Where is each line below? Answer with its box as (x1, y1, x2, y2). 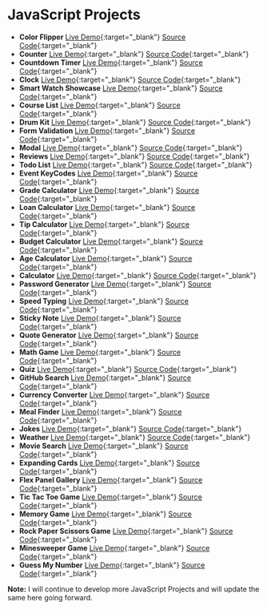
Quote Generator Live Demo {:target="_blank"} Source (18, 330, 199, 340)
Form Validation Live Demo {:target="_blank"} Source (18, 126, 196, 135)
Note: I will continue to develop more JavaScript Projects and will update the (7, 584, 260, 594)
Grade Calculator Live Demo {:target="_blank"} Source (18, 185, 200, 195)
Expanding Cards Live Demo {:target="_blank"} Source (18, 458, 201, 467)
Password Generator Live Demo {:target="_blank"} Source (18, 279, 212, 289)
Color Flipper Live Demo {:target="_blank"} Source (18, 32, 186, 42)
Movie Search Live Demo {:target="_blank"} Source (18, 441, 189, 450)
